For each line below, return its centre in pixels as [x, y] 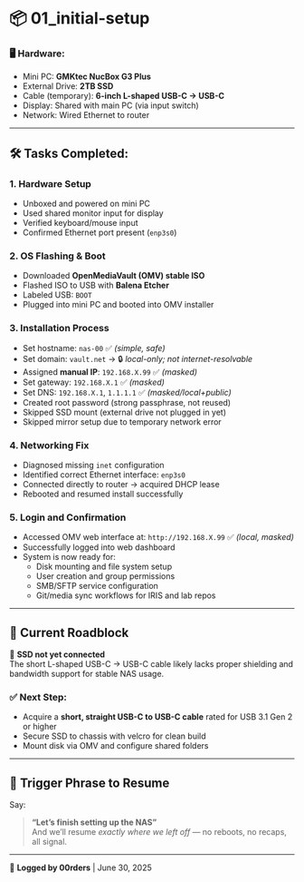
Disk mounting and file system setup [104, 567]
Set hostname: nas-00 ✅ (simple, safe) [94, 348]
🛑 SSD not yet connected [57, 654]
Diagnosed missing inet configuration [93, 465]
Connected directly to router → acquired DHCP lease [121, 485]
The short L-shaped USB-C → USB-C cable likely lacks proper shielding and [152, 664]
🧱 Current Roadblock [69, 632]
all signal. [49, 842]
